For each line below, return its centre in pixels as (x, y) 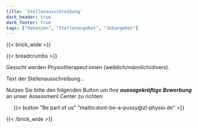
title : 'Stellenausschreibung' (44, 11)
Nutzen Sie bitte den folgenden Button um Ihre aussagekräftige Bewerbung (99, 90)
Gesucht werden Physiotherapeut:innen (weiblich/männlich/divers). (88, 68)
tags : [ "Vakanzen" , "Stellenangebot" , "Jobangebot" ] (72, 28)
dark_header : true (29, 17)
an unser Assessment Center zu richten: (55, 96)
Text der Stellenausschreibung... (45, 79)
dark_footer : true (29, 22)
